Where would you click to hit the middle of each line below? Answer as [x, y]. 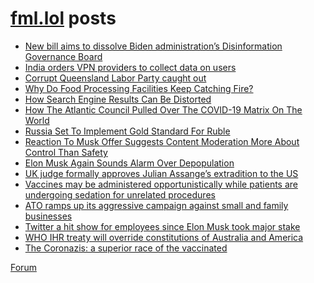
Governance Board [63, 56]
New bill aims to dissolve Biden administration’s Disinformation [153, 46]
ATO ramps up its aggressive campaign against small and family [156, 205]
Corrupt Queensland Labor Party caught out [115, 78]
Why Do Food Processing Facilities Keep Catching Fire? [139, 88]
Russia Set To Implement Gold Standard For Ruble [127, 131]
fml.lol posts [63, 18]
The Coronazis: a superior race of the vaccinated [126, 248]
